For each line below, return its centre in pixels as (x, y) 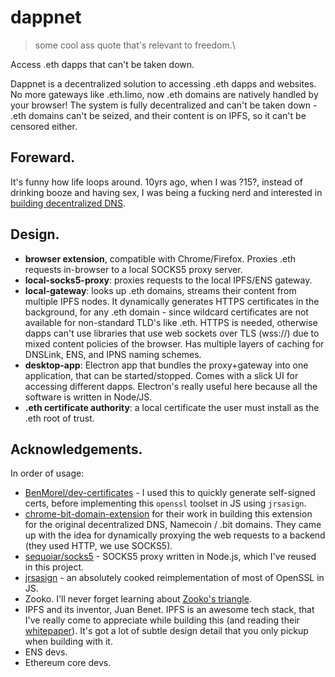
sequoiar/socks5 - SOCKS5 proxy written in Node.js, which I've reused (170, 557)
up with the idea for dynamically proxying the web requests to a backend (175, 535)
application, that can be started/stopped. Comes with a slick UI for (161, 375)
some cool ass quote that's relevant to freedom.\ (135, 45)
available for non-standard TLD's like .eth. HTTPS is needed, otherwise (171, 322)
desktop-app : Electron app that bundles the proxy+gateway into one (166, 365)
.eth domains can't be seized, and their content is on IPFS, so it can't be (158, 115)
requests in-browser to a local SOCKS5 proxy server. (133, 269)
